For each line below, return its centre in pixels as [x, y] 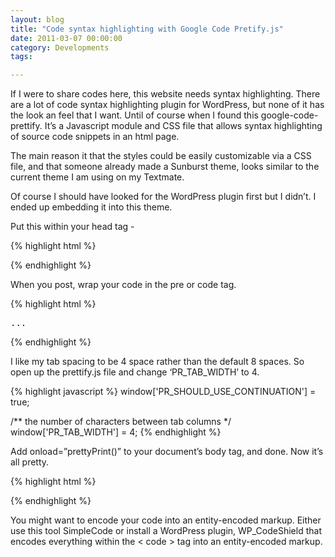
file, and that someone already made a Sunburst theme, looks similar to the [165, 167]
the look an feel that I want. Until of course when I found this [134, 115]
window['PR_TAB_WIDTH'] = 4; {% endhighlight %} [116, 432]
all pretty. [30, 462]
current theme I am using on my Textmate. [97, 177]
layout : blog [37, 19]
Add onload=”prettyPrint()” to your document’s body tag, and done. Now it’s [167, 452]
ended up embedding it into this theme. [91, 207]
